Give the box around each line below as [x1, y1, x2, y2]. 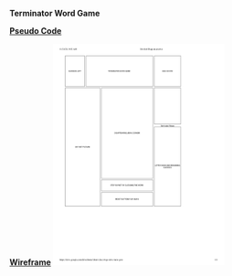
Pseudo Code [9, 26, 62, 36]
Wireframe [9, 257, 52, 268]
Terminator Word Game [9, 8, 100, 18]
